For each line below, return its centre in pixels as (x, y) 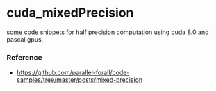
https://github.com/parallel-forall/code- (73, 73)
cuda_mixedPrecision (70, 13)
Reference (24, 57)
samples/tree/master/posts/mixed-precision (80, 80)
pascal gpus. (25, 39)
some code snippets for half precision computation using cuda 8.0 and (108, 32)
